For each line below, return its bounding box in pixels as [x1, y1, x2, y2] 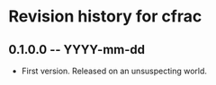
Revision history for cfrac [8, 6, 202, 27]
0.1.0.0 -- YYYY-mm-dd [8, 42, 146, 57]
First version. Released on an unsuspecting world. [21, 65, 208, 76]
